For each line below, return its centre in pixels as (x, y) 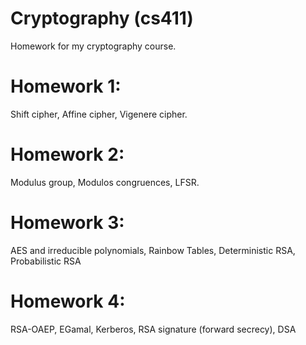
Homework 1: (66, 86)
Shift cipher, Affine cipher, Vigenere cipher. (99, 114)
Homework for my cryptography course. (93, 46)
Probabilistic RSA (46, 261)
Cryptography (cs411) (102, 18)
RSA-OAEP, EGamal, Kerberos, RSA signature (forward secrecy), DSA (153, 329)
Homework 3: (67, 223)
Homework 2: (67, 154)
